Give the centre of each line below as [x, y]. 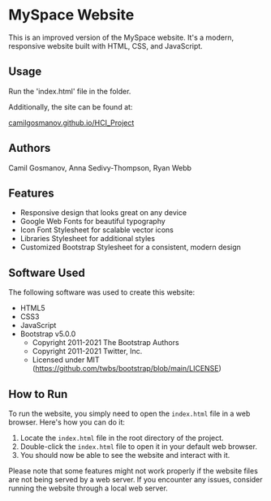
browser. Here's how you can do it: [67, 422]
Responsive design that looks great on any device [103, 213]
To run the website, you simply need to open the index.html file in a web [129, 413]
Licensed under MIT [66, 360]
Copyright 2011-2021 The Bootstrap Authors [106, 343]
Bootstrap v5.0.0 [48, 334]
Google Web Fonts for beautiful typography [93, 222]
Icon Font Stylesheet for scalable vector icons [97, 230]
